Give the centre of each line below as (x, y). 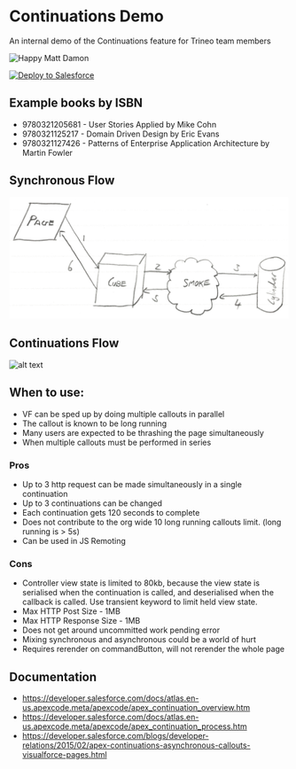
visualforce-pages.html (65, 755)
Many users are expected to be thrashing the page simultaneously (143, 432)
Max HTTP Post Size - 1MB (71, 611)
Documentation (53, 676)
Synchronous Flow (62, 180)
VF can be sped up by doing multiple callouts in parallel (123, 414)
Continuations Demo (86, 16)
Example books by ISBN (76, 103)
